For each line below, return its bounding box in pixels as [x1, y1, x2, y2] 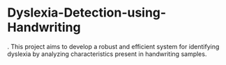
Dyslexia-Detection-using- [7, 5, 167, 21]
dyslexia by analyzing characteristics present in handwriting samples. [7, 50, 207, 58]
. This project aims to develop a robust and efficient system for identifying [7, 42, 220, 50]
